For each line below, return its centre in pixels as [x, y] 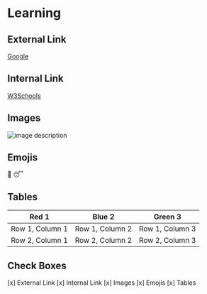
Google [18, 56]
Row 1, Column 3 [167, 229]
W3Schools [24, 96]
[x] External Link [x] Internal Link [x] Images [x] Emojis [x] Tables [102, 283]
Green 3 [168, 217]
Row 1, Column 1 [40, 229]
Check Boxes [37, 265]
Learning [34, 13]
